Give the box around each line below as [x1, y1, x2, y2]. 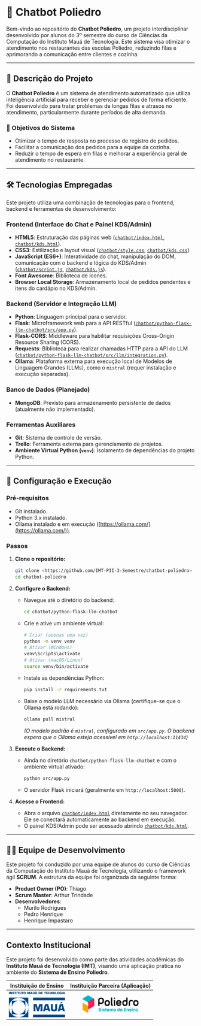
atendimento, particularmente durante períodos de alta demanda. [6, 108, 167, 116]
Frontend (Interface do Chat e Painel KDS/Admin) [6, 220, 152, 228]
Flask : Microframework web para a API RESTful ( [14, 320, 136, 327]
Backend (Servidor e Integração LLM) [6, 299, 117, 308]
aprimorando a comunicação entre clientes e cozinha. [6, 50, 139, 57]
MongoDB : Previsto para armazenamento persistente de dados [14, 399, 171, 406]
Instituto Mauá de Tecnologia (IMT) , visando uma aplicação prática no [6, 963, 181, 970]
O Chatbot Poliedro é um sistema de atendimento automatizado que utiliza [6, 89, 191, 96]
